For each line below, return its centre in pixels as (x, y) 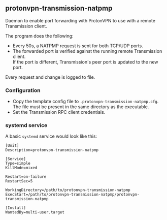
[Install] (16, 208)
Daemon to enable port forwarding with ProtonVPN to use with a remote (80, 20)
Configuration (23, 90)
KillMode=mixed (21, 168)
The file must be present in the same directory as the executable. (81, 107)
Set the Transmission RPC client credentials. (59, 112)
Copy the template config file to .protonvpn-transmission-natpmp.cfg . (86, 102)
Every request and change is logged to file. (50, 77)
